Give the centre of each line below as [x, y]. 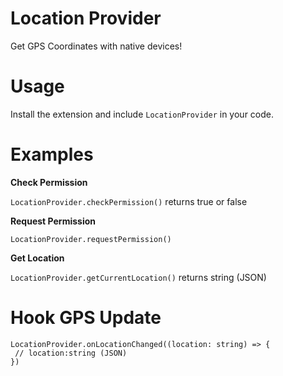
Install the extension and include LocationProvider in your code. [142, 114]
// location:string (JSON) [71, 353]
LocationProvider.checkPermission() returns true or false [129, 201]
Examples [52, 154]
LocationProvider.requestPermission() [91, 239]
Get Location [37, 258]
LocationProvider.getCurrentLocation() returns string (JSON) [138, 277]
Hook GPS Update [86, 318]
